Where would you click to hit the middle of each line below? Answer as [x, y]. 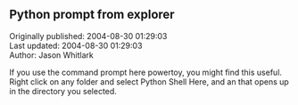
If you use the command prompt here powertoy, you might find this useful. [146, 72]
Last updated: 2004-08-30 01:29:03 [76, 45]
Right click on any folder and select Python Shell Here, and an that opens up [149, 81]
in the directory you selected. [63, 91]
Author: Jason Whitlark [51, 55]
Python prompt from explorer [92, 15]
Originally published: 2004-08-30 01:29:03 [88, 36]
